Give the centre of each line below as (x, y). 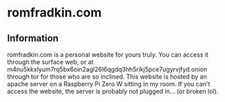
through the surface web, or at (51, 62)
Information (33, 38)
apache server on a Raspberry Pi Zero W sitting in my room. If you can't (109, 84)
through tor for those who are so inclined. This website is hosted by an (107, 76)
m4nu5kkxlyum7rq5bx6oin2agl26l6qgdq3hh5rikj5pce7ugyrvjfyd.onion (107, 69)
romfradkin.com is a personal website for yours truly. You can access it (108, 54)
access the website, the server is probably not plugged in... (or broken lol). (113, 91)
